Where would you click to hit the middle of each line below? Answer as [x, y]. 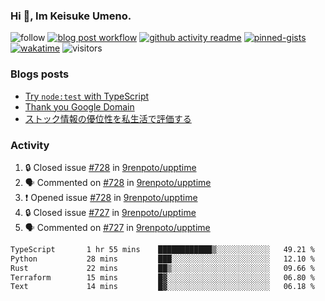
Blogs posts [40, 74]
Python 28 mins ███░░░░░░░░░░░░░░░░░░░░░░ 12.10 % [162, 259]
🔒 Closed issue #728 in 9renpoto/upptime [110, 167]
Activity [30, 145]
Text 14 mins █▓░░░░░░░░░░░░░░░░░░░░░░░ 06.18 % [162, 287]
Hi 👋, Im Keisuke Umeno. [71, 16]
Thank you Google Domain [79, 106]
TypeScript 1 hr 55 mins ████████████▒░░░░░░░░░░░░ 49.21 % [162, 249]
